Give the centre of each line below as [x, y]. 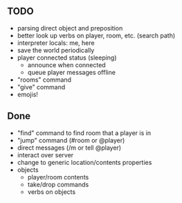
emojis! [27, 94]
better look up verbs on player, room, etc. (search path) [96, 35]
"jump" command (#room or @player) [71, 140]
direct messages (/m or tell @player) [69, 148]
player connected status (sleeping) [67, 58]
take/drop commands [58, 184]
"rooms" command [44, 80]
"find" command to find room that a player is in [84, 133]
